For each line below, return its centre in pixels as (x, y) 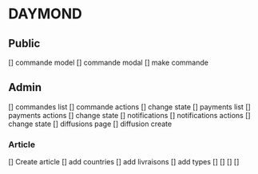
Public (24, 43)
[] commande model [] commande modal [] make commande (109, 62)
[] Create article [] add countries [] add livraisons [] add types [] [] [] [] (124, 162)
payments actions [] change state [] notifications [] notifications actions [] (129, 115)
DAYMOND (45, 14)
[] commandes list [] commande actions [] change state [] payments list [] (130, 107)
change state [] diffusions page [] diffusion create (90, 124)
